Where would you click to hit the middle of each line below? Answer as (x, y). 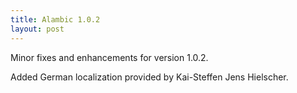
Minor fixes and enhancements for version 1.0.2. (109, 57)
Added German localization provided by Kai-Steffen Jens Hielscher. (149, 77)
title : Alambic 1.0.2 (55, 19)
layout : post (37, 29)
